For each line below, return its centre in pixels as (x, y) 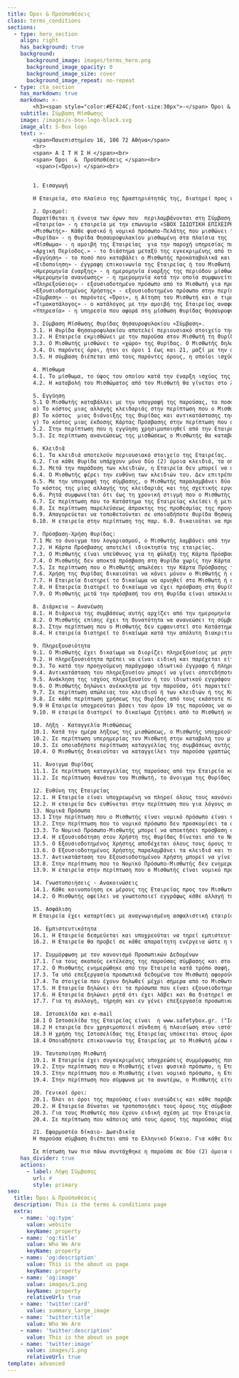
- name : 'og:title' (49, 1238)
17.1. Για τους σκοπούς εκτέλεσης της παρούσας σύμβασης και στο (132, 962)
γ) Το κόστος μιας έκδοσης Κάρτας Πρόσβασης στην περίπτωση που (130, 422)
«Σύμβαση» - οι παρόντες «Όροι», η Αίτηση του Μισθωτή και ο (126, 297)
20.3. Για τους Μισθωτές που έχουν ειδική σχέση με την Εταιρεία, (133, 1113)
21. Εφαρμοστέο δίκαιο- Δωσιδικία (84, 1132)
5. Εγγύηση (49, 396)
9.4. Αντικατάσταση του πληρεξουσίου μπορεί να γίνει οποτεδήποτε (133, 672)
